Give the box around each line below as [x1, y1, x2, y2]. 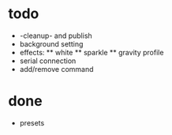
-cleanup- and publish [19, 31, 92, 40]
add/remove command [19, 64, 94, 73]
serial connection [19, 56, 77, 66]
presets [19, 118, 45, 127]
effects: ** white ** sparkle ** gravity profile [19, 47, 164, 57]
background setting [19, 39, 84, 48]
